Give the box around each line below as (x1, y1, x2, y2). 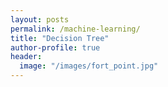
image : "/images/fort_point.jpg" (19, 61, 159, 71)
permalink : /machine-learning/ (10, 24, 141, 34)
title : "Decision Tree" (10, 33, 110, 43)
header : (10, 52, 43, 62)
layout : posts (10, 14, 70, 25)
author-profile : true (10, 42, 101, 53)
